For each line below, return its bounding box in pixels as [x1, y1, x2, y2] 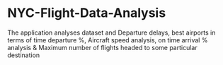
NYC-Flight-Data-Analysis [7, 5, 166, 21]
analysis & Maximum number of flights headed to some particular [7, 43, 198, 52]
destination [7, 51, 40, 59]
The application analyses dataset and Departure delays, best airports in [7, 28, 216, 37]
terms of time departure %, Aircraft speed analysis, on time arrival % [7, 35, 208, 44]
